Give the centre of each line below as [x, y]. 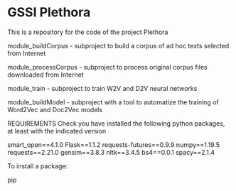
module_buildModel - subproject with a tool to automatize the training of [113, 102]
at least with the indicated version [57, 131]
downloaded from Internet [45, 75]
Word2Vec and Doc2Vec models [55, 109]
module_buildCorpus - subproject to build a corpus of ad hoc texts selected [118, 45]
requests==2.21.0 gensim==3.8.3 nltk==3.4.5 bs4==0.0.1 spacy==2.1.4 [111, 152]
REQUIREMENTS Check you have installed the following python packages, [116, 123]
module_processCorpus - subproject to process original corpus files [107, 67]
